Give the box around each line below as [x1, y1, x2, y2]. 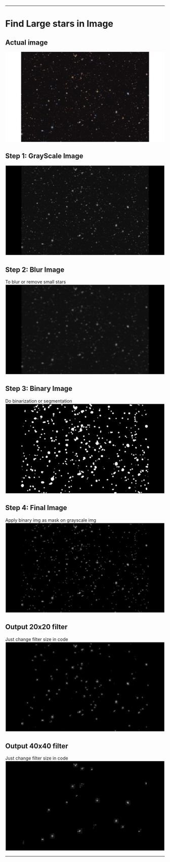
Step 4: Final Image [5, 504, 67, 512]
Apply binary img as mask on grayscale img [5, 517, 97, 523]
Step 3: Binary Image [5, 384, 72, 393]
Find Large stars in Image [5, 18, 114, 29]
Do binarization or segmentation [5, 398, 72, 404]
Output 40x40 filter [5, 741, 68, 750]
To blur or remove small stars [5, 279, 66, 285]
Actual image [5, 38, 48, 47]
